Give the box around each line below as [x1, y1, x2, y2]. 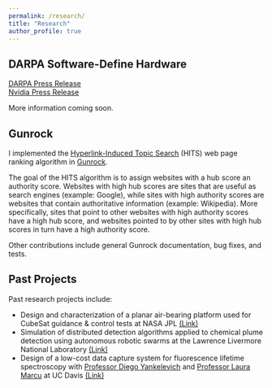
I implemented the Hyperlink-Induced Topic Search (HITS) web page [8, 148, 238, 158]
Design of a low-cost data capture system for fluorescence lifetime [19, 353, 245, 363]
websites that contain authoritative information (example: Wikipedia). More [8, 198, 258, 208]
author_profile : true [8, 27, 82, 35]
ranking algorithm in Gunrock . [8, 157, 108, 167]
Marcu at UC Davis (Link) [19, 370, 105, 380]
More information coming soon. [8, 103, 114, 113]
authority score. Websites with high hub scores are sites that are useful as [8, 181, 257, 191]
